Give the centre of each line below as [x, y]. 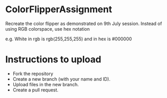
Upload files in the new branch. [46, 84]
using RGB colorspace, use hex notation [48, 29]
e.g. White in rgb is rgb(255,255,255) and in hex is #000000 [69, 39]
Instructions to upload [53, 59]
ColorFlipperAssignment [59, 9]
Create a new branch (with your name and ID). [61, 79]
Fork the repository [33, 73]
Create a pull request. [36, 90]
